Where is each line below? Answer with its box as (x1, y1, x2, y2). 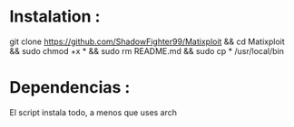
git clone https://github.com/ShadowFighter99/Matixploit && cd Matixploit (9, 36, 286, 47)
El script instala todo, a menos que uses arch (9, 106, 178, 118)
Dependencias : (9, 77, 131, 98)
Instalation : (9, 6, 101, 27)
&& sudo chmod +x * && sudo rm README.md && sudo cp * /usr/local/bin (9, 45, 284, 56)
